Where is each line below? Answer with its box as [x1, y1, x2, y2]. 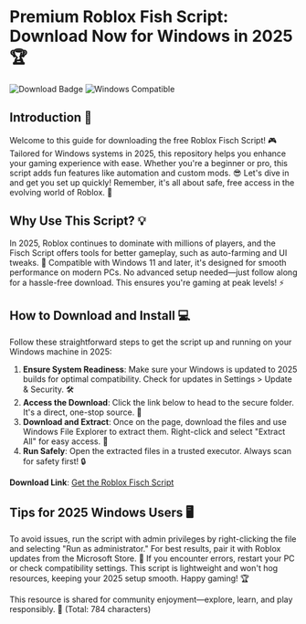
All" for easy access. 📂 [22, 436, 109, 447]
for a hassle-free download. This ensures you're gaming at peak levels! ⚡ [9, 277, 285, 288]
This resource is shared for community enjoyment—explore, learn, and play [9, 594, 293, 605]
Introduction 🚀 [9, 110, 93, 125]
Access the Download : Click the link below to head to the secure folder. [22, 397, 294, 408]
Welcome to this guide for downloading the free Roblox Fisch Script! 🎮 [9, 134, 277, 145]
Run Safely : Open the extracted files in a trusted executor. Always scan [22, 446, 292, 457]
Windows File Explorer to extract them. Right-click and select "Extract [22, 427, 286, 438]
